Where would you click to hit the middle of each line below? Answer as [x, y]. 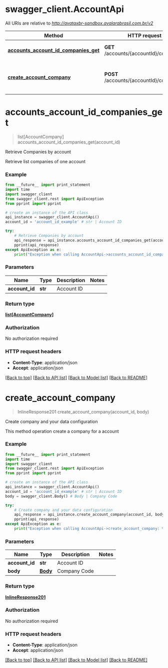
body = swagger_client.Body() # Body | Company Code [61, 496]
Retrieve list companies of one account [45, 161]
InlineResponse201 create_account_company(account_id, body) [83, 412]
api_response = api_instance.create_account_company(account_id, [84, 515]
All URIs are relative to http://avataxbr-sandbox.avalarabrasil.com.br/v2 [79, 23]
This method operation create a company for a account [62, 431]
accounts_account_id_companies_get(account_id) [69, 142]
